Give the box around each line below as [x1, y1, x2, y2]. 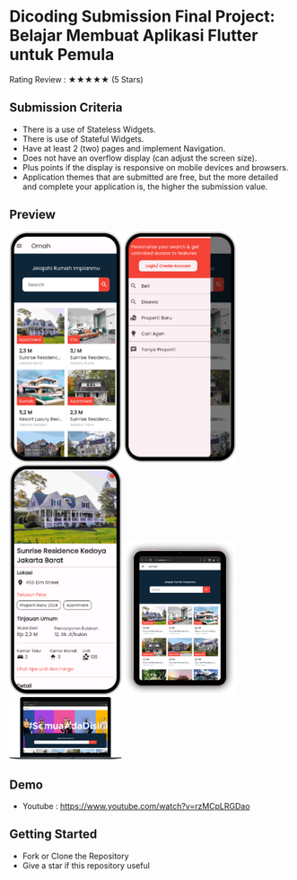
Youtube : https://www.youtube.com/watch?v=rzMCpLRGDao [22, 801, 250, 812]
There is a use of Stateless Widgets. [22, 124, 156, 135]
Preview [9, 207, 57, 222]
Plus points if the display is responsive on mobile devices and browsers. [22, 161, 289, 172]
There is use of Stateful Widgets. [22, 133, 144, 144]
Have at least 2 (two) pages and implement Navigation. [22, 143, 226, 153]
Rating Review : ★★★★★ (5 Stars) [9, 74, 144, 84]
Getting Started [9, 827, 98, 842]
